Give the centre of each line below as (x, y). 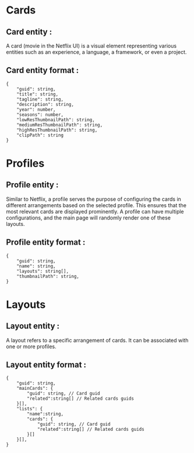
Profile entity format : (46, 243)
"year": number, (36, 109)
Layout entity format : (46, 365)
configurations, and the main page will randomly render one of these (88, 218)
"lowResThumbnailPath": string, (56, 120)
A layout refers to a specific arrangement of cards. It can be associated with (97, 340)
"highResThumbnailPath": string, (57, 130)
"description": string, (45, 104)
